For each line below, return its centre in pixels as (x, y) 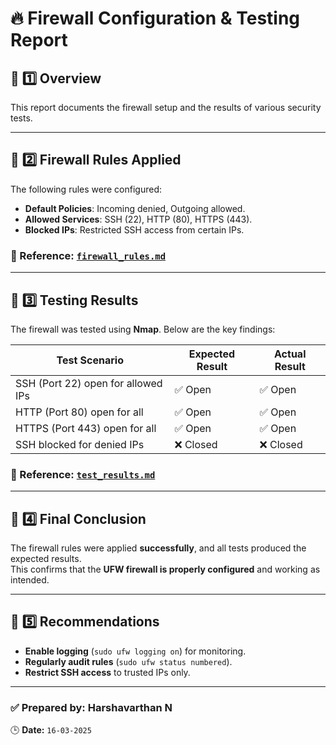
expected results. (46, 559)
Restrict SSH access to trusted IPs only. (107, 672)
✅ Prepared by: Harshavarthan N (91, 707)
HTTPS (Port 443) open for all (86, 428)
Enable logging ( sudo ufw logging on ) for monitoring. (135, 651)
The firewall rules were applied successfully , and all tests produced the (158, 548)
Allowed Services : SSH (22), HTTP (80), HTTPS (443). (138, 219)
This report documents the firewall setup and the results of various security (166, 107)
